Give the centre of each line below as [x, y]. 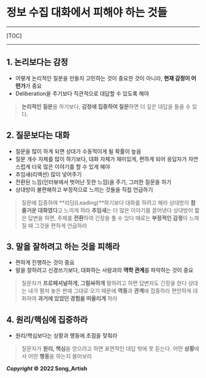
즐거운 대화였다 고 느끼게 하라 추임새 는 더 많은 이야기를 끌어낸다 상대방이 [107, 210]
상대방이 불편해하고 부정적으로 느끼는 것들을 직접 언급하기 [84, 189]
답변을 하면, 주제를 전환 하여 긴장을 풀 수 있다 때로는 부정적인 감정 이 [108, 217]
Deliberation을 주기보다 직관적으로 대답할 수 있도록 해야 [82, 93]
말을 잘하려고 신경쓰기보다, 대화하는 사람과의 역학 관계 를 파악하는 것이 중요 [104, 270]
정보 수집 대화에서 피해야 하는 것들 [87, 13]
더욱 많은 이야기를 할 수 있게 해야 [71, 167]
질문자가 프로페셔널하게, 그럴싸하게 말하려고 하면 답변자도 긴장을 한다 [104, 283]
